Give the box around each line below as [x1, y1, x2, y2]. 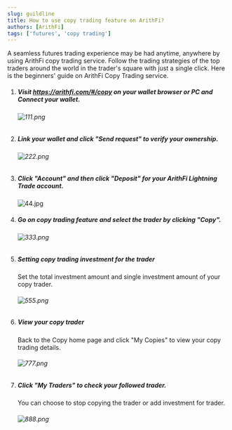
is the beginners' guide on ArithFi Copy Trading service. [7, 72, 169, 80]
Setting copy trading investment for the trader [17, 254, 156, 263]
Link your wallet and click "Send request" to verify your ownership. [17, 134, 219, 143]
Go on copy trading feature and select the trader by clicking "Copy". [17, 215, 221, 223]
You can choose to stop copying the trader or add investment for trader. [17, 398, 226, 408]
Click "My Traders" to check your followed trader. [17, 381, 167, 389]
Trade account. [17, 181, 64, 190]
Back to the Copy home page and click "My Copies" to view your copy [17, 335, 221, 344]
